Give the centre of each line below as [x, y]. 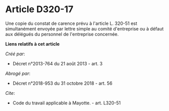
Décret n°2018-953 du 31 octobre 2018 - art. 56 [62, 83]
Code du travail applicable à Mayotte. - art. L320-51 [66, 103]
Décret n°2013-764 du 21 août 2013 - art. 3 [58, 63]
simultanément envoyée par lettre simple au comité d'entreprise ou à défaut [84, 28]
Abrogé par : [18, 73]
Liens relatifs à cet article [32, 44]
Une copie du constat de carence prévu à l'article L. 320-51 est [71, 23]
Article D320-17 [39, 9]
